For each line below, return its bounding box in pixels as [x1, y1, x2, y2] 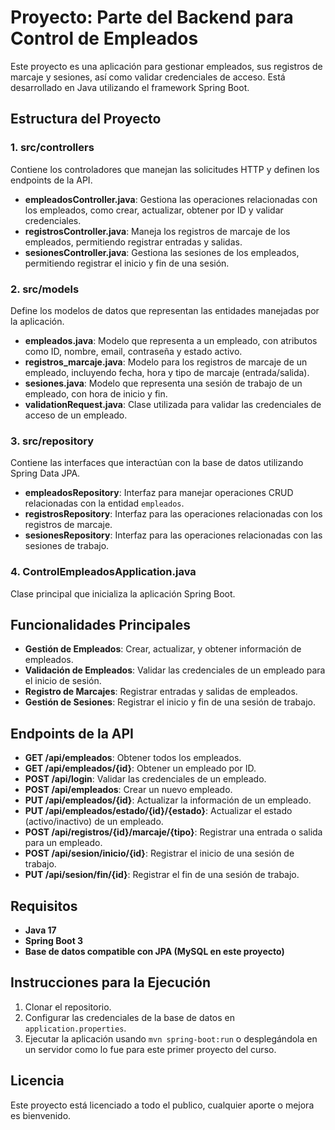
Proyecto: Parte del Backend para [10, 6, 294, 29]
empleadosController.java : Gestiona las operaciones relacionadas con [24, 193, 318, 205]
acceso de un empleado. [24, 409, 128, 421]
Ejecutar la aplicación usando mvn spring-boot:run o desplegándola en [24, 1032, 318, 1045]
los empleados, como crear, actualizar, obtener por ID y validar [24, 204, 284, 216]
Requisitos [10, 897, 78, 915]
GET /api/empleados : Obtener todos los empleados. [24, 752, 242, 764]
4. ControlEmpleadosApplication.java [10, 565, 197, 579]
